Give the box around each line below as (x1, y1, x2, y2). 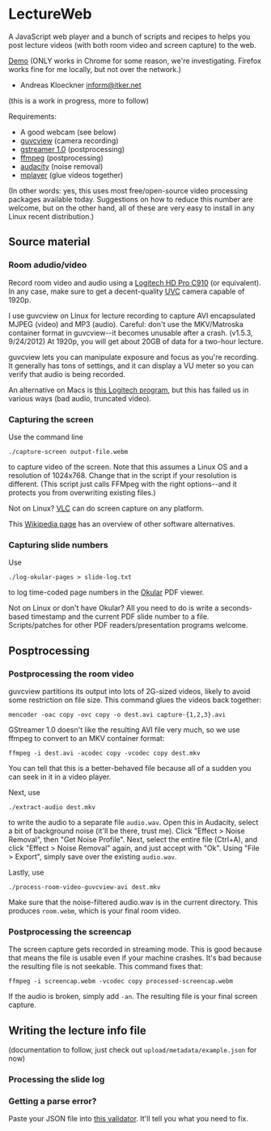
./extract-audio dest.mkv (8, 803, 95, 811)
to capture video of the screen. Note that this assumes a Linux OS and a (8, 462, 248, 472)
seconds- (220, 604, 253, 613)
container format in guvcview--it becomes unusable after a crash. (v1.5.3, (8, 328, 253, 337)
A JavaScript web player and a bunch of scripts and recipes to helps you (8, 32, 251, 41)
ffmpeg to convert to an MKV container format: (8, 733, 165, 743)
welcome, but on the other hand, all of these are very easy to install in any (8, 203, 255, 213)
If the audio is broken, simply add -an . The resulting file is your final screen (8, 992, 258, 1002)
